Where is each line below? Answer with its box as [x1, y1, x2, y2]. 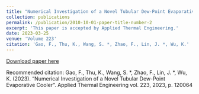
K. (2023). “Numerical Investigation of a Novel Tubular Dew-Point [6, 75, 166, 82]
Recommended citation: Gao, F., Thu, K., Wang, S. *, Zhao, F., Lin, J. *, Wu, [6, 69, 188, 76]
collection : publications [6, 14, 70, 20]
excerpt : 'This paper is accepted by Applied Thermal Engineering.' [6, 25, 179, 31]
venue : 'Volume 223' [6, 36, 57, 42]
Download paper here [6, 57, 59, 65]
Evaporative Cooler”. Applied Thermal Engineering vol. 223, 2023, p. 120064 [6, 81, 193, 88]
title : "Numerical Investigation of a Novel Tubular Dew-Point [6, 8, 166, 15]
